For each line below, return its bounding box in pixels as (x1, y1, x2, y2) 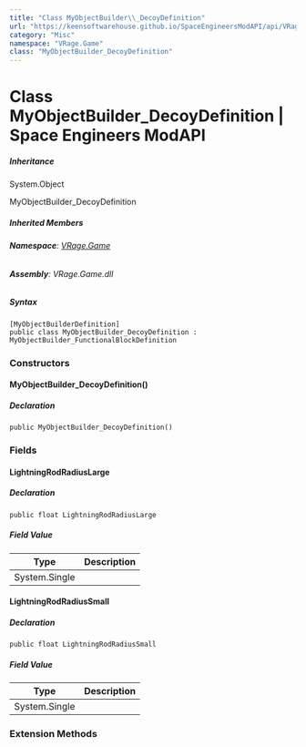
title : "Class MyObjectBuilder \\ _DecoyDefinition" (9, 13, 206, 23)
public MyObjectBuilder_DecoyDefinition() (9, 423, 173, 433)
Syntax (9, 297, 38, 308)
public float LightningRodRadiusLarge (9, 510, 157, 519)
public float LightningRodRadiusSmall (9, 640, 157, 650)
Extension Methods (9, 728, 97, 741)
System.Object (9, 179, 65, 189)
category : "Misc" (9, 30, 76, 39)
